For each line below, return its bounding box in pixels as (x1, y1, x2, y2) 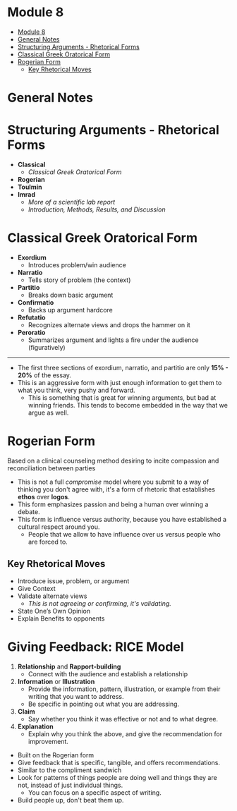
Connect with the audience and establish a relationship (28, 669, 188, 678)
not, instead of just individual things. (17, 781, 123, 789)
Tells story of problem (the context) (28, 276, 131, 284)
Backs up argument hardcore (28, 306, 113, 314)
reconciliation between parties (7, 463, 96, 472)
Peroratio (17, 329, 46, 336)
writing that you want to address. (28, 692, 124, 700)
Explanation (17, 722, 54, 731)
